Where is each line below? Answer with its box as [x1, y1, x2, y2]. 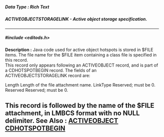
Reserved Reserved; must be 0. [5, 87, 68, 93]
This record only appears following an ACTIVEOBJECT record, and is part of [5, 62, 159, 68]
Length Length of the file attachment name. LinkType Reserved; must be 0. [5, 82, 156, 88]
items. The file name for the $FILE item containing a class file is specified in [5, 52, 157, 58]
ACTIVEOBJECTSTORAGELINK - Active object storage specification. [5, 16, 147, 22]
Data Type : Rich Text [5, 4, 50, 10]
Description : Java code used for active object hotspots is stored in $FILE [5, 47, 154, 53]
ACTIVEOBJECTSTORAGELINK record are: [5, 73, 90, 79]
